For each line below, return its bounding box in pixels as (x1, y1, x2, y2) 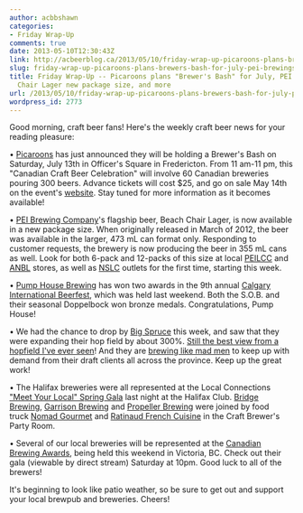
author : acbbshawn (9, 13, 78, 23)
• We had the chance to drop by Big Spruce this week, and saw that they (9, 326, 280, 337)
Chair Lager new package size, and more (17, 80, 171, 89)
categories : (9, 22, 54, 31)
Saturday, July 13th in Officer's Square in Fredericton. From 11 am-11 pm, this (9, 159, 293, 170)
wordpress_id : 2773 (9, 97, 83, 107)
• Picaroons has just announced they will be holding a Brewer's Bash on (9, 149, 277, 160)
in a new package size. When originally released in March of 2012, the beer (9, 224, 289, 235)
